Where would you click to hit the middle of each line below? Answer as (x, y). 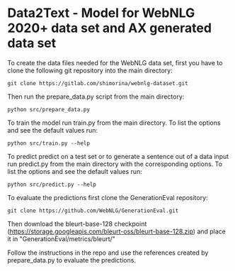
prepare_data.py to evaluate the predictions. (72, 260)
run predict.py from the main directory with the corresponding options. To (115, 164)
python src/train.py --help (49, 143)
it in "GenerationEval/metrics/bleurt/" (61, 238)
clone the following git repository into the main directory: (90, 70)
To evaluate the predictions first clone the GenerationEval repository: (108, 197)
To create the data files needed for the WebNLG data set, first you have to (115, 62)
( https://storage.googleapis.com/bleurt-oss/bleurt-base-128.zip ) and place (117, 231)
